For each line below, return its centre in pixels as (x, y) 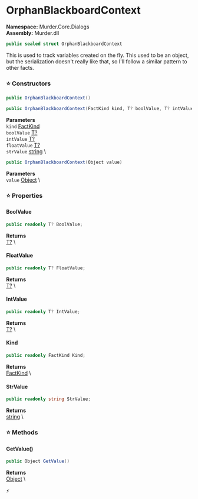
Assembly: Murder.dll (33, 33)
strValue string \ (26, 151)
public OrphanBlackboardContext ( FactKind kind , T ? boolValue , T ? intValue (100, 108)
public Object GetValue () (38, 461)
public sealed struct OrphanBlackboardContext (64, 44)
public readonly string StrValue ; (49, 399)
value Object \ (23, 180)
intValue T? (21, 139)
